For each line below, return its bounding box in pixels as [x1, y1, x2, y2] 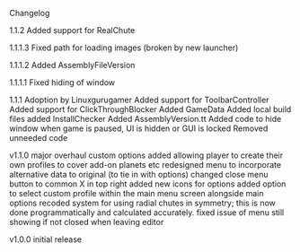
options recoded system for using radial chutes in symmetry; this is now [9, 197, 277, 208]
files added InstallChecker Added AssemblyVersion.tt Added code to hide [9, 114, 282, 124]
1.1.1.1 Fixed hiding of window [9, 77, 116, 88]
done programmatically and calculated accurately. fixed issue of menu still [9, 207, 285, 218]
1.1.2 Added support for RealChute [9, 25, 136, 35]
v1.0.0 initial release [9, 234, 83, 245]
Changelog [9, 8, 50, 18]
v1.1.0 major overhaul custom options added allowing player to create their [9, 150, 284, 161]
